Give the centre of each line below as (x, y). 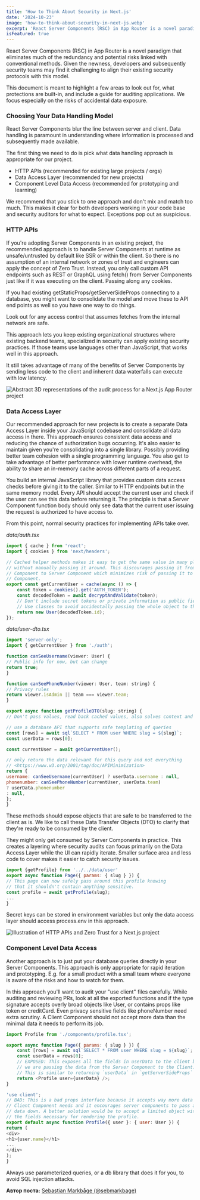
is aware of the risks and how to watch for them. (65, 980)
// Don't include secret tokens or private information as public (101, 601)
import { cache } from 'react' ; (46, 546)
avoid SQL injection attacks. (40, 1179)
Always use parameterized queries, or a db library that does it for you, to (95, 1173)
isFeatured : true (28, 34)
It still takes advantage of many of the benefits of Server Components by (95, 365)
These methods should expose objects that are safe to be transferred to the (99, 816)
